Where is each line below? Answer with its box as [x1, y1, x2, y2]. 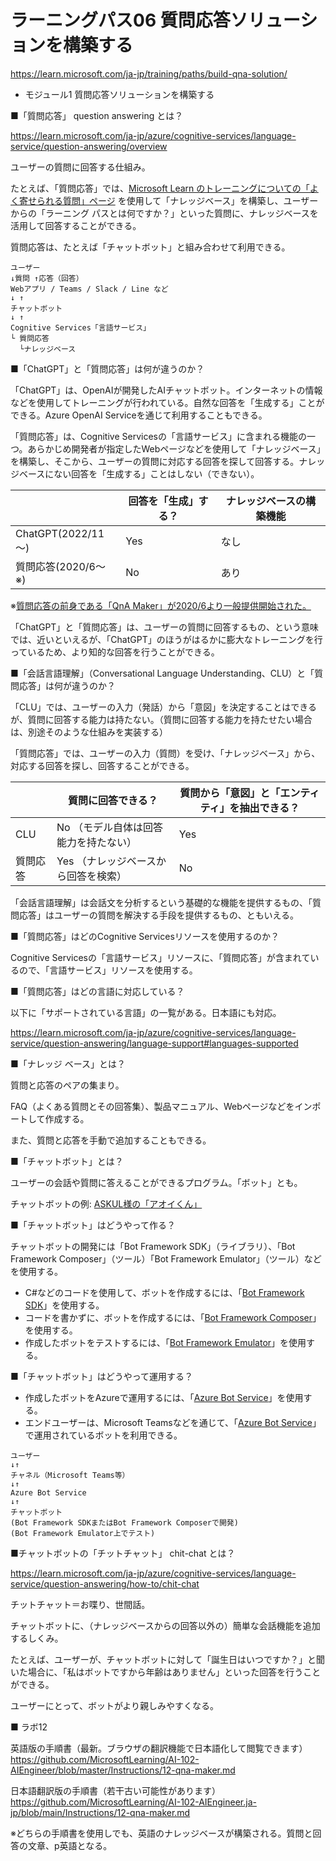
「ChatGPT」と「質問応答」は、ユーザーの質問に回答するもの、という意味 [10, 621, 320, 633]
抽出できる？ [239, 801, 300, 815]
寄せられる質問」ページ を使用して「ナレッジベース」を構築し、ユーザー [18, 194, 319, 206]
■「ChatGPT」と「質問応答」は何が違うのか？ [10, 362, 205, 375]
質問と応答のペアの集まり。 [10, 1079, 125, 1091]
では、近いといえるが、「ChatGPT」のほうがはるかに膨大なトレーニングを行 [10, 633, 323, 645]
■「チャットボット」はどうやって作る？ [10, 1219, 176, 1231]
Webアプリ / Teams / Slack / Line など [10, 284, 169, 294]
